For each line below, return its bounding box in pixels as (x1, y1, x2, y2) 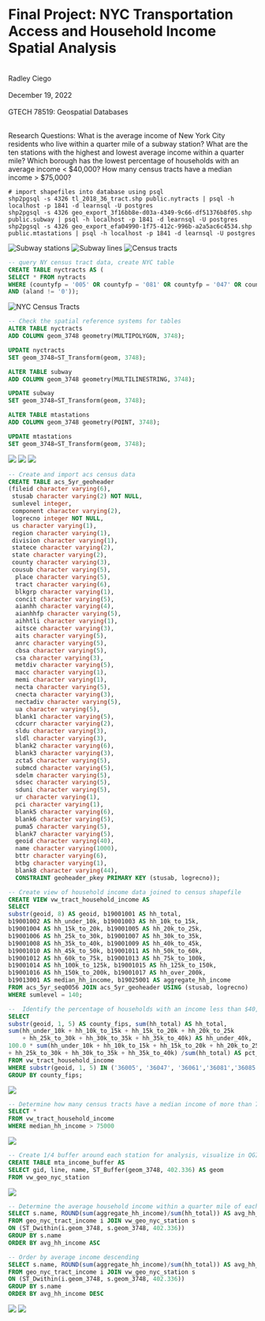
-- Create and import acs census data (8, 470, 136, 478)
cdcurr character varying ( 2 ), (15, 720, 114, 728)
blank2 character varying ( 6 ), (15, 742, 114, 750)
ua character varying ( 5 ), (15, 705, 101, 713)
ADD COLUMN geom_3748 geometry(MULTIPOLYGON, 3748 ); (8, 332, 185, 340)
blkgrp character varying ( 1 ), (15, 588, 114, 596)
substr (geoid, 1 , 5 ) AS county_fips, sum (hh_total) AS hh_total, (8, 1020, 227, 1027)
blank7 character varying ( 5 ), (15, 830, 114, 838)
